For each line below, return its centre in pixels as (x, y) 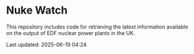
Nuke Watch (37, 10)
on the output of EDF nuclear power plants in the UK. (71, 33)
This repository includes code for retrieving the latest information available (97, 27)
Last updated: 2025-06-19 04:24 (47, 45)
